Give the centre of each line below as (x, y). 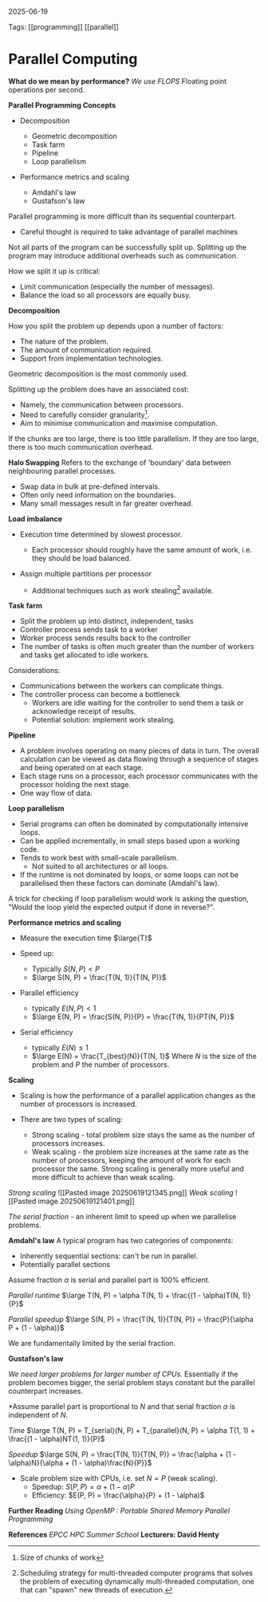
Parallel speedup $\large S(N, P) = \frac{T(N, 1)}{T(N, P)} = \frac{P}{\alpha (131, 1320)
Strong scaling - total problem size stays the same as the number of (143, 1135)
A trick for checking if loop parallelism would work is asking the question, (128, 899)
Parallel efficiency (49, 993)
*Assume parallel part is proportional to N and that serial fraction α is (122, 1407)
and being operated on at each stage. (81, 768)
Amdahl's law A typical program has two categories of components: (121, 1241)
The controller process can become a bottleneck (100, 695)
